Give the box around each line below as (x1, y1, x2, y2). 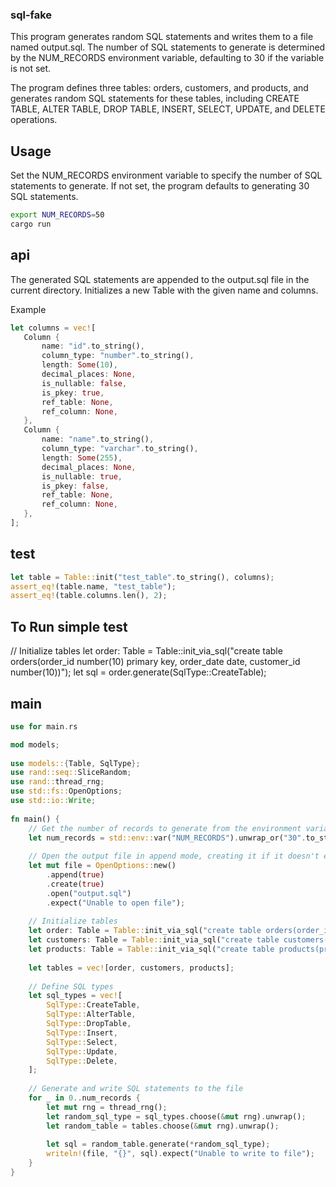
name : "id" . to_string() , (41, 341, 145, 352)
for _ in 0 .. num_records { (28, 1093, 141, 1103)
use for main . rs (10, 721, 78, 732)
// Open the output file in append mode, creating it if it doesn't (28, 851, 320, 862)
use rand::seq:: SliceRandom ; (10, 768, 132, 778)
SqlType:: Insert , (46, 1028, 118, 1038)
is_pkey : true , (41, 388, 105, 398)
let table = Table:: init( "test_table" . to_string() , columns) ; (10, 572, 275, 582)
